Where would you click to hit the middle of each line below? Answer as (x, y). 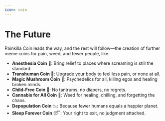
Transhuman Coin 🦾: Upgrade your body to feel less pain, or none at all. (86, 74)
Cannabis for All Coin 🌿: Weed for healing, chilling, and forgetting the (83, 95)
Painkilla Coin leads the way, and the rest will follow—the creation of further (82, 48)
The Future (28, 34)
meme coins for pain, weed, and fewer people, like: (57, 53)
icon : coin (16, 10)
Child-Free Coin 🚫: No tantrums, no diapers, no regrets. (69, 90)
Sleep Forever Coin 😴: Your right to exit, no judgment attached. (79, 113)
